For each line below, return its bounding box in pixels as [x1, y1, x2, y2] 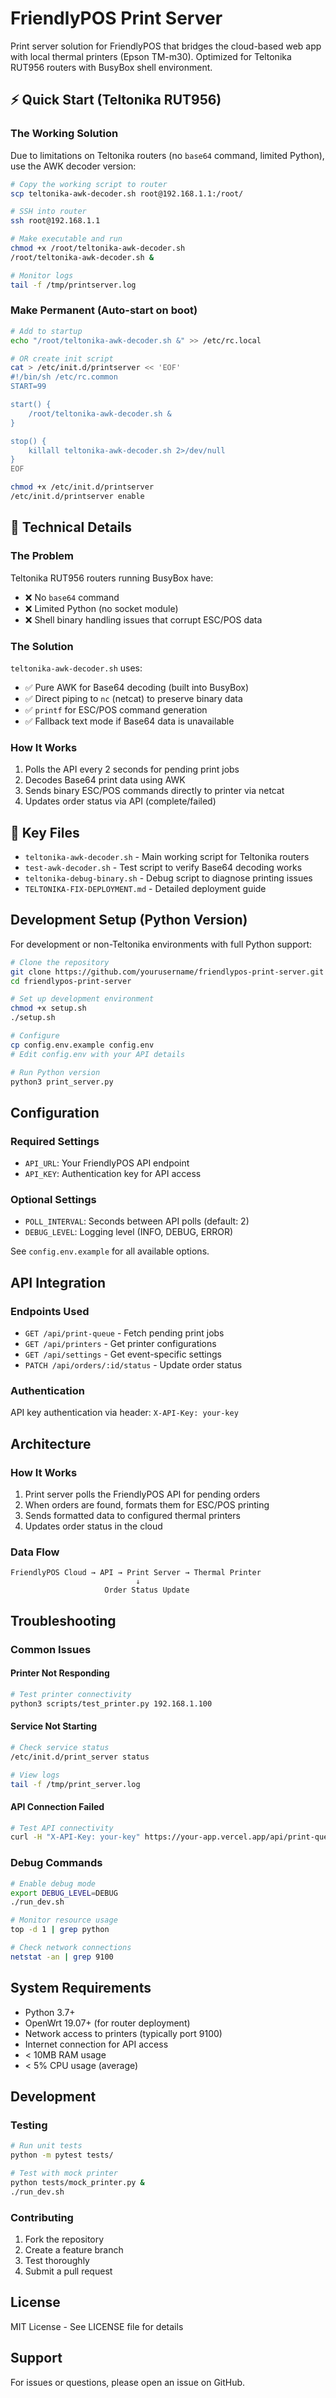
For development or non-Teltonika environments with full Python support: [10, 938, 313, 950]
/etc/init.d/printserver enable [10, 492, 145, 502]
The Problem [10, 549, 75, 563]
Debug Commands [10, 1856, 103, 1870]
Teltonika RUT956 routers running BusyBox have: [10, 572, 214, 584]
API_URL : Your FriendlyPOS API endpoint [24, 1157, 190, 1169]
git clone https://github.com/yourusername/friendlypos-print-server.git [10, 967, 325, 977]
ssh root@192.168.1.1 [10, 216, 101, 226]
